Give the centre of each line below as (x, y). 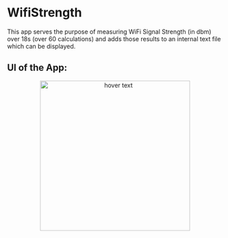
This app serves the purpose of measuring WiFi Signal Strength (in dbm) (109, 32)
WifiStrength (45, 13)
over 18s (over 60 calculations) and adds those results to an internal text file (114, 38)
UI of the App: (37, 68)
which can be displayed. (41, 46)
